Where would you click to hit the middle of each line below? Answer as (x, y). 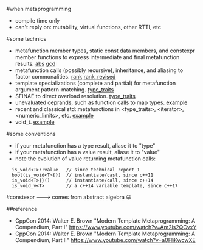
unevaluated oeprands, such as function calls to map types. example (101, 102)
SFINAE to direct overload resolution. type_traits (75, 96)
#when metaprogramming (39, 9)
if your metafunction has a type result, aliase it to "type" (85, 145)
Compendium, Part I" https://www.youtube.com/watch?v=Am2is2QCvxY (106, 227)
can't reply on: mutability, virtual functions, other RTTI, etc (88, 27)
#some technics (26, 39)
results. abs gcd (35, 64)
